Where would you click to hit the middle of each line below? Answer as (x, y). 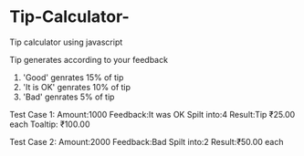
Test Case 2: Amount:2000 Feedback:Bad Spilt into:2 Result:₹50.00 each (147, 141)
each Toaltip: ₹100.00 (50, 124)
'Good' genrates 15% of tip (73, 77)
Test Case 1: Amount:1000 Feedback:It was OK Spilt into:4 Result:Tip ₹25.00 (152, 114)
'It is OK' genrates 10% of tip (76, 87)
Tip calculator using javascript (66, 42)
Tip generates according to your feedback (89, 59)
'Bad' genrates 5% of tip (68, 97)
